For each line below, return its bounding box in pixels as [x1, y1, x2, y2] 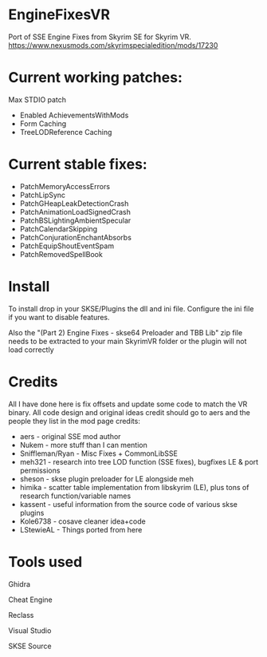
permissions [19, 465, 61, 475]
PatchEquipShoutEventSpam [19, 241, 114, 251]
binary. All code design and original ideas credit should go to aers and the [8, 407, 251, 417]
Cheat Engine [8, 595, 53, 604]
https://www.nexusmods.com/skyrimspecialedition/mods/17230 [8, 40, 218, 49]
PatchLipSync [19, 190, 66, 200]
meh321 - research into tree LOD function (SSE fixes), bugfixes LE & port [19, 457, 259, 466]
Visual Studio [8, 625, 52, 635]
